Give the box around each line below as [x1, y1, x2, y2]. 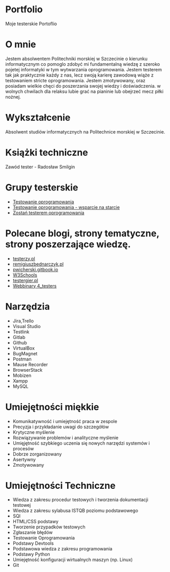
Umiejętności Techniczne [5, 480, 116, 491]
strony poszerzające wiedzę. [5, 238, 131, 250]
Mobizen [12, 372, 32, 378]
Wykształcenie [5, 112, 71, 124]
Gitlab [12, 334, 26, 340]
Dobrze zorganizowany [12, 451, 62, 457]
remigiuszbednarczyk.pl [12, 261, 64, 267]
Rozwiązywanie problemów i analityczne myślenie [12, 434, 119, 441]
